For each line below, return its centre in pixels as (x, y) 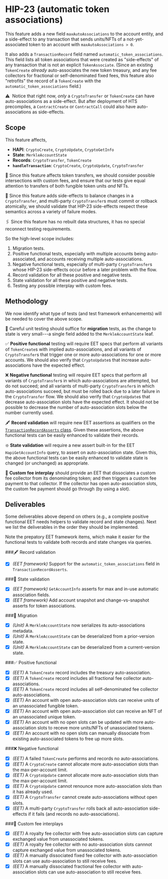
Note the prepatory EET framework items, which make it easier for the (77, 537)
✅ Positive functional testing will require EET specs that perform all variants (84, 343)
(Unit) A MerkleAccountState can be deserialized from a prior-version (83, 636)
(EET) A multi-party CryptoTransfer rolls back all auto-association (80, 808)
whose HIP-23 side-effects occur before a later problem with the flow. (85, 269)
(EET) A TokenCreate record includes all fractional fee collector (77, 678)
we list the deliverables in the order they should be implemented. (72, 527)
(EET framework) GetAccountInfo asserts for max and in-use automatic (86, 589)
